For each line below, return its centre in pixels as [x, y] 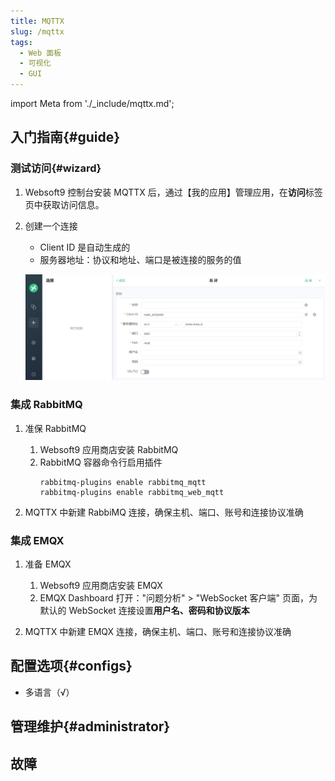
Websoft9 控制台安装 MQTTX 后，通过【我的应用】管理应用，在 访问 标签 [173, 192]
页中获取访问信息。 [64, 204]
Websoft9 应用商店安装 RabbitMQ [109, 449]
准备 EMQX [48, 564]
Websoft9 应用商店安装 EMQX [101, 586]
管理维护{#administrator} [90, 726]
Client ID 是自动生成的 [85, 247]
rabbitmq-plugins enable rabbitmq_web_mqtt [132, 492]
